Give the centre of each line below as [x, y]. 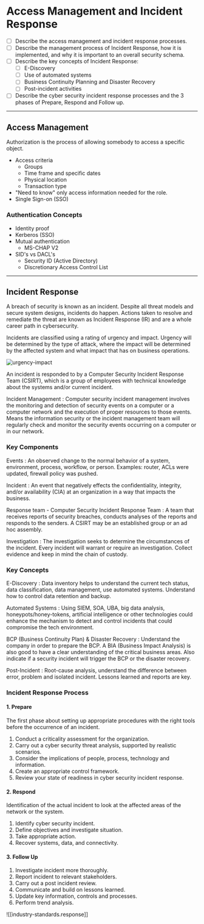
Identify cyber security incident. [55, 823]
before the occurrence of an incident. [53, 727]
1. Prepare [19, 707]
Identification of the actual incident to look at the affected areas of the [94, 805]
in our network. [25, 431]
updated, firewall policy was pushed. [52, 473]
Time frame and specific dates [63, 173]
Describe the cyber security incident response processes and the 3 [99, 96]
